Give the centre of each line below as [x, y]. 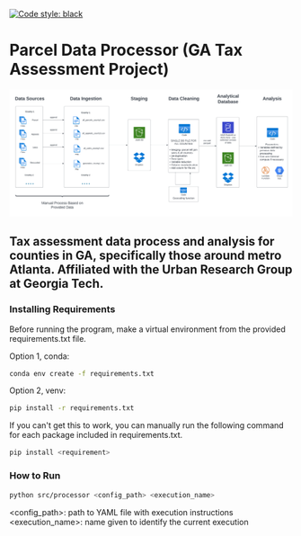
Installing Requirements [62, 309]
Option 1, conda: [40, 356]
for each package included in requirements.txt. [96, 435]
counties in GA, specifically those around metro [146, 256]
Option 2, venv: [38, 390]
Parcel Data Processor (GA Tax [126, 50]
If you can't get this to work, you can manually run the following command [147, 425]
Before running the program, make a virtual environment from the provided [147, 329]
